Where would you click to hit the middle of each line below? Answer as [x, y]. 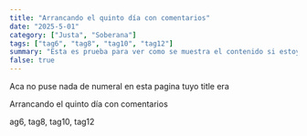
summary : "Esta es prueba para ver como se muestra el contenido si [143, 52]
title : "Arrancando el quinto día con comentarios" [110, 18]
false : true [32, 60]
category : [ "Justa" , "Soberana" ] [73, 35]
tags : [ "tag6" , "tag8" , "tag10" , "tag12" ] [91, 43]
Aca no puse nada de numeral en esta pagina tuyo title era [120, 86]
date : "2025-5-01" [44, 26]
